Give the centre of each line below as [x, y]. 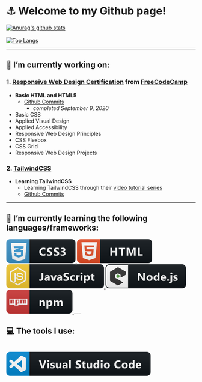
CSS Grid [26, 146]
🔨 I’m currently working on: [58, 65]
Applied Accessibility [41, 127]
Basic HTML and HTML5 [46, 95]
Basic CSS [28, 114]
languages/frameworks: [53, 228]
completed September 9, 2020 [71, 108]
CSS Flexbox [31, 140]
